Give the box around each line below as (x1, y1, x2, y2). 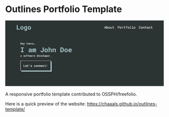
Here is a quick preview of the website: (5, 100, 86, 106)
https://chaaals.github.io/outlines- (87, 100, 157, 106)
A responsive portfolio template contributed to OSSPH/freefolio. (5, 91, 137, 97)
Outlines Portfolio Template (5, 4, 122, 15)
